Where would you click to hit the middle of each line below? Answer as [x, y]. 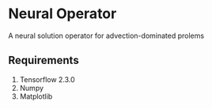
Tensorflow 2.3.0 [47, 79]
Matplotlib [36, 96]
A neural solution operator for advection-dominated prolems [106, 36]
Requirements [44, 60]
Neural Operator [62, 14]
